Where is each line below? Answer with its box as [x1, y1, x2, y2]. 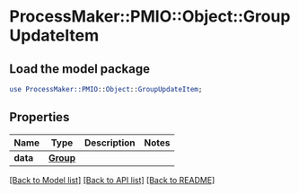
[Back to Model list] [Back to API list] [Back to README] [9, 174, 215, 185]
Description [84, 137, 136, 149]
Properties [9, 110, 70, 125]
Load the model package [9, 61, 151, 76]
